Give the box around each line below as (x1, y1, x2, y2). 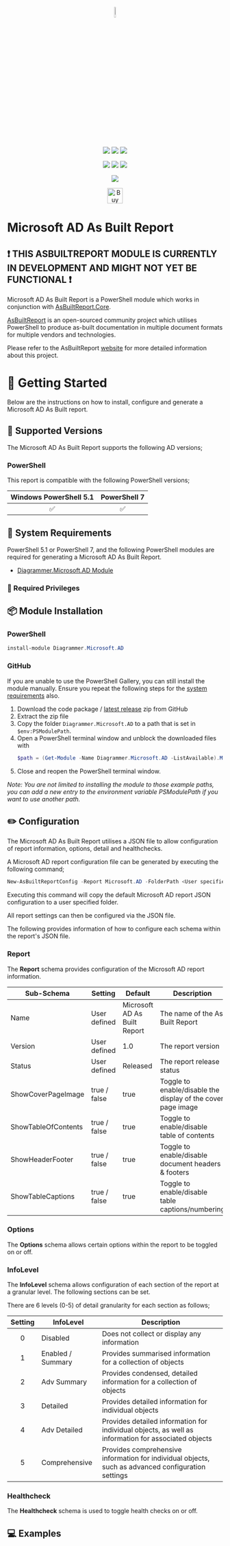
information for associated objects (101, 1434, 212, 1444)
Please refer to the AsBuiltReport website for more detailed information (7, 344, 207, 352)
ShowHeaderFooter (10, 1155, 74, 1164)
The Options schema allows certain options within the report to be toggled (7, 1240, 218, 1249)
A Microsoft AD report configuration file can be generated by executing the (7, 858, 219, 866)
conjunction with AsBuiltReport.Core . (7, 303, 112, 310)
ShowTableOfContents (10, 1122, 84, 1131)
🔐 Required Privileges (7, 583, 80, 593)
